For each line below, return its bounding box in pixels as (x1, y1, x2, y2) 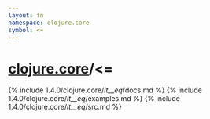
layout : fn (8, 11, 44, 20)
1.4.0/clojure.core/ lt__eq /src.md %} (8, 103, 122, 112)
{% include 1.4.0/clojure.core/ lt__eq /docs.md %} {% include (8, 85, 203, 95)
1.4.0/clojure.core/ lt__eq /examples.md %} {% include (8, 94, 181, 103)
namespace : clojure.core (8, 19, 90, 27)
